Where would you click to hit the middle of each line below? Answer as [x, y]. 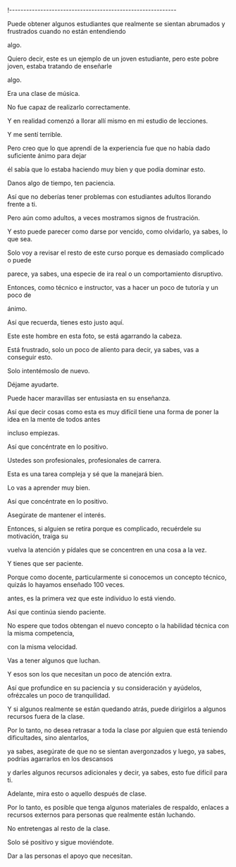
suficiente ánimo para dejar [47, 156]
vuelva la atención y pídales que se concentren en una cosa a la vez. [107, 550]
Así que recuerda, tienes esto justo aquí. [66, 322]
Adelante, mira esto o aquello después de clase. [77, 794]
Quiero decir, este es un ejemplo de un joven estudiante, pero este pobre [113, 59]
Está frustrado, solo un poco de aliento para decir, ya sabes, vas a [103, 350]
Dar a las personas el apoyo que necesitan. [70, 856]
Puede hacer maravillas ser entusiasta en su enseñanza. [89, 398]
